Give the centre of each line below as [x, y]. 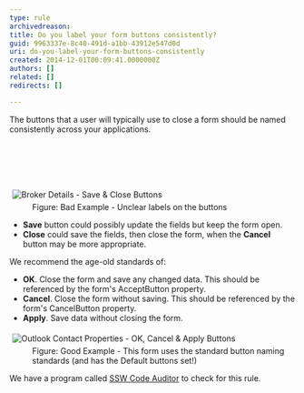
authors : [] [32, 69]
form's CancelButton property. [79, 308]
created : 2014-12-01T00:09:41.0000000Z [85, 60]
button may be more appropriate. [84, 244]
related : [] [32, 77]
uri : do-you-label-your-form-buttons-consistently [107, 52]
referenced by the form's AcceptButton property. [114, 288]
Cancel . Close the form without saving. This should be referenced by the [159, 298]
